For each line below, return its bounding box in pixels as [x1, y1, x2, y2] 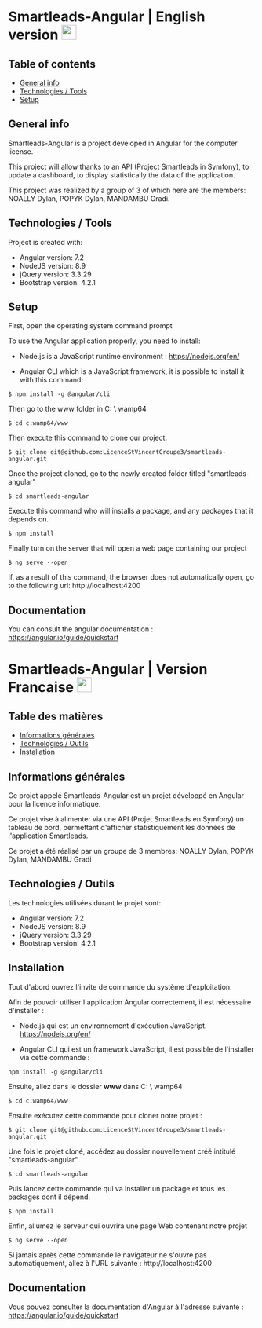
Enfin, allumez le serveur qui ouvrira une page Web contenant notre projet [8, 1221, 248, 1231]
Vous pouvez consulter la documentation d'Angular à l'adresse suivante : [8, 1302, 244, 1312]
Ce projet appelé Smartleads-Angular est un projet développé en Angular [8, 791, 245, 800]
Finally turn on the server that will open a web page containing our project [8, 543, 247, 553]
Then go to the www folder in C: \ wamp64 [8, 404, 147, 414]
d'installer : [8, 1005, 45, 1015]
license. [8, 146, 34, 156]
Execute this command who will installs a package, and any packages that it [8, 507, 253, 516]
